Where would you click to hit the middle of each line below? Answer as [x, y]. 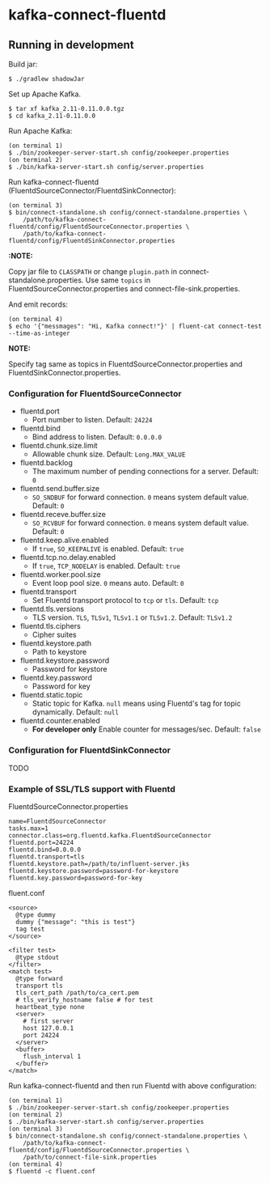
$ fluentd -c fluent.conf [52, 1171]
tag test [30, 929]
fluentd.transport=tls [46, 857]
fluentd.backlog [46, 463]
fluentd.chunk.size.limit [59, 446]
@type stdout [38, 957]
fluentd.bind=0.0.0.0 [45, 850]
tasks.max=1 [28, 828]
